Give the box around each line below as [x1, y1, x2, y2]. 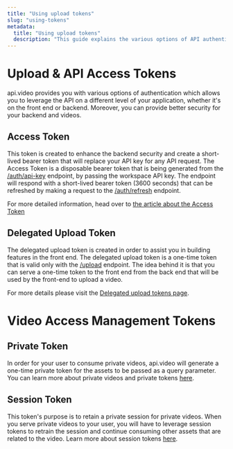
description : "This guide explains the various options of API [13, 36, 200, 43]
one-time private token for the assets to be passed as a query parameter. [7, 366, 216, 375]
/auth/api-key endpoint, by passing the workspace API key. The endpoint [7, 171, 216, 180]
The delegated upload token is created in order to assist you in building [7, 246, 210, 254]
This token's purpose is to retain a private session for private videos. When [7, 412, 222, 421]
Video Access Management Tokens [7, 313, 216, 328]
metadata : [7, 23, 36, 30]
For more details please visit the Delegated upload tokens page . [7, 289, 189, 297]
